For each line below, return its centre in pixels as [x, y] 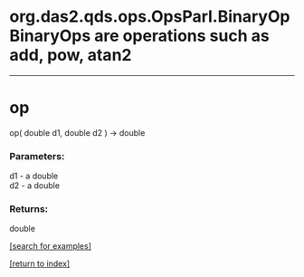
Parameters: [37, 156]
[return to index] [40, 263]
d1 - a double [34, 176]
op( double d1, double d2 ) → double [77, 132]
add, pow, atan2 [71, 55]
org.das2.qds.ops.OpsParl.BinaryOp [150, 17]
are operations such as [182, 36]
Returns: [29, 209]
